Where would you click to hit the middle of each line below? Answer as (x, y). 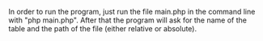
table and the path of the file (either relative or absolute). (102, 29)
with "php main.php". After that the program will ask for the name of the (128, 20)
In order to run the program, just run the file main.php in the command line (132, 12)
